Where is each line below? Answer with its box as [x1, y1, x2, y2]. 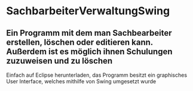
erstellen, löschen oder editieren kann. [6, 37, 154, 47]
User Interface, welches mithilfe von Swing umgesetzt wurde [6, 78, 157, 84]
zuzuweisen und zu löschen [6, 55, 113, 66]
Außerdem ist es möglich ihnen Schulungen [6, 46, 173, 57]
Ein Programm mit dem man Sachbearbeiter [6, 28, 172, 38]
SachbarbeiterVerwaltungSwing [6, 4, 170, 18]
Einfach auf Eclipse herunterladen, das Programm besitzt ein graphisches [6, 71, 187, 79]
